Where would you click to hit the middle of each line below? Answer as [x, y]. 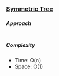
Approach [19, 23]
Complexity [21, 45]
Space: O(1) [29, 66]
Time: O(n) [28, 60]
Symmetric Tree [29, 9]
